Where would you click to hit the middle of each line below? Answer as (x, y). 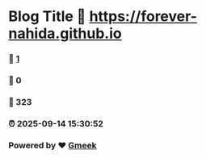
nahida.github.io (65, 33)
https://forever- (143, 17)
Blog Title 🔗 (47, 17)
